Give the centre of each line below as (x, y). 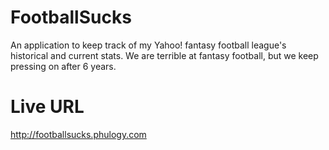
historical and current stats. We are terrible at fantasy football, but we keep (164, 55)
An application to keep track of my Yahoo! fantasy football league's (148, 45)
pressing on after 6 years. (63, 66)
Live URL (47, 107)
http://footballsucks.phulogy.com (78, 134)
